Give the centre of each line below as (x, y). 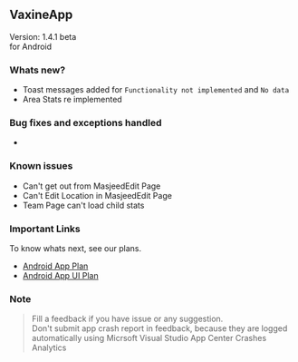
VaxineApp (41, 15)
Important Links (45, 229)
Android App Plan (55, 266)
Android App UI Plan (60, 275)
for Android (31, 46)
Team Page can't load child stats (83, 205)
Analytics (49, 347)
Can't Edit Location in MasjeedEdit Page (97, 195)
